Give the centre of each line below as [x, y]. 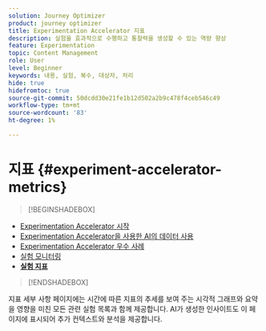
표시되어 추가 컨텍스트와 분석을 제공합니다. [96, 319]
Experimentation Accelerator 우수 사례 [82, 246]
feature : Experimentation [51, 46]
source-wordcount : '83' [48, 113]
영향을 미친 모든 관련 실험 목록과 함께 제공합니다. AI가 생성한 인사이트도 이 [132, 309]
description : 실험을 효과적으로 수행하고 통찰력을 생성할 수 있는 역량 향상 [117, 38]
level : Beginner [35, 68]
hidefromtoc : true [39, 90]
